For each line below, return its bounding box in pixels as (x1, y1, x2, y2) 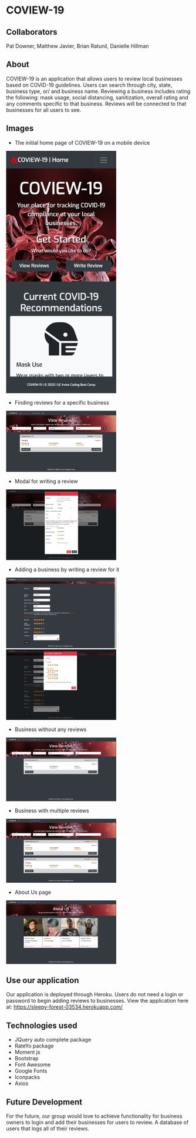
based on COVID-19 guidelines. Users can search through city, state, (6, 81, 173, 88)
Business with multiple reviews (14, 807, 89, 815)
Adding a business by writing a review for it (14, 566, 120, 573)
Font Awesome (14, 1061, 51, 1068)
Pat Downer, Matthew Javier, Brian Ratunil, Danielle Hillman (6, 42, 149, 49)
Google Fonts (14, 1067, 48, 1074)
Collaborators (6, 27, 58, 37)
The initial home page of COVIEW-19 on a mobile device (14, 139, 150, 146)
